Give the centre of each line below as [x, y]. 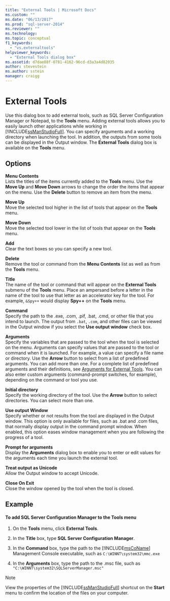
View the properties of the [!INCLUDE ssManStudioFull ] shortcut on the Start [85, 588]
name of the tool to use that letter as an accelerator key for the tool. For [80, 295]
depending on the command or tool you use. [52, 379]
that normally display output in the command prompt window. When [76, 426]
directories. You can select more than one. [49, 400]
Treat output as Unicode [31, 467]
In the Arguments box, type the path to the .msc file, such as [76, 563]
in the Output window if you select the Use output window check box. [79, 327]
